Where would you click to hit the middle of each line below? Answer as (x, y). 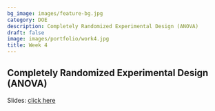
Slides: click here (31, 100)
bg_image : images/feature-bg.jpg (55, 13)
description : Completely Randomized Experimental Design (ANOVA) (103, 26)
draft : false (26, 33)
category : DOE (28, 20)
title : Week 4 (28, 45)
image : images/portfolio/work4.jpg (58, 39)
